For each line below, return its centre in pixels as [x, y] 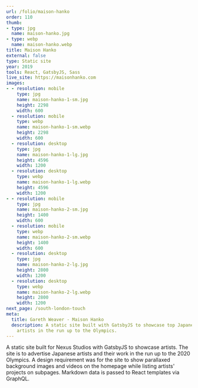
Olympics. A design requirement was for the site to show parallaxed [88, 360]
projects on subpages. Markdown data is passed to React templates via [93, 373]
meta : [13, 314]
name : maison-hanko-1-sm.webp [54, 127]
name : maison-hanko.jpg [40, 34]
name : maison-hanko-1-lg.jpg [52, 154]
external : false [26, 56]
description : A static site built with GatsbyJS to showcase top [93, 325]
